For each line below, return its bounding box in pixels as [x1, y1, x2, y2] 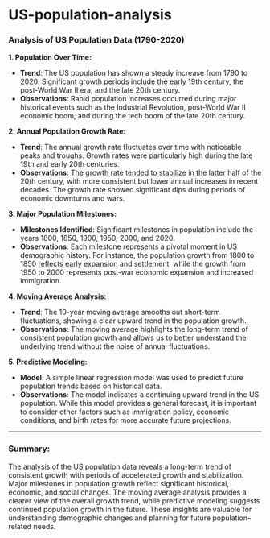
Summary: [8, 443, 51, 454]
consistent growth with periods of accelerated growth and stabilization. [8, 470, 244, 480]
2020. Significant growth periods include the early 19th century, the [19, 77, 244, 86]
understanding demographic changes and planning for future [8, 513, 211, 523]
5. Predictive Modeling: [8, 357, 88, 367]
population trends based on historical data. [19, 381, 162, 391]
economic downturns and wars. [19, 193, 125, 203]
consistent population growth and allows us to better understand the [19, 333, 247, 343]
